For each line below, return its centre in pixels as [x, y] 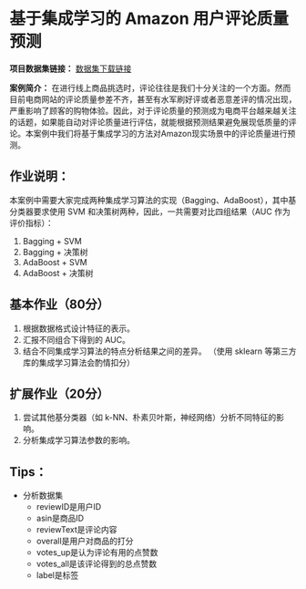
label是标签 [57, 575]
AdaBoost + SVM [55, 262]
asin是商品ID [60, 518]
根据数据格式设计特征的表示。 [78, 328]
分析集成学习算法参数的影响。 [78, 440]
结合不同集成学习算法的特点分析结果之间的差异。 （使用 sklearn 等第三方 [159, 351]
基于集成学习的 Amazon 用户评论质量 [149, 19]
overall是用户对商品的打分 [85, 541]
